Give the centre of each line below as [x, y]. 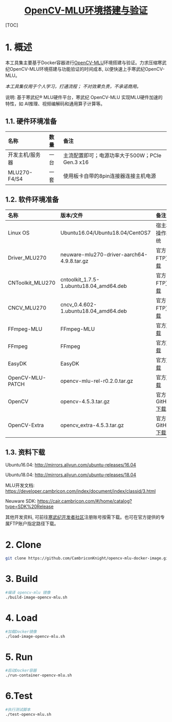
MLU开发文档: [20, 485]
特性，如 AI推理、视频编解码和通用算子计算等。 [55, 104]
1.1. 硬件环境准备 [31, 121]
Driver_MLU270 [27, 258]
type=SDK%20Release [29, 506]
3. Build [22, 579]
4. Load [21, 618]
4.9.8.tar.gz [74, 261]
